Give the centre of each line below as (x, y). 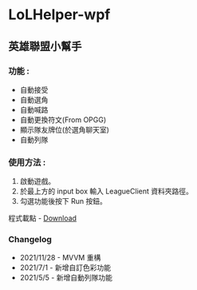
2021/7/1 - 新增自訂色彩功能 (65, 268)
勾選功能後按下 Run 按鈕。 (63, 201)
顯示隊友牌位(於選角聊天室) (65, 129)
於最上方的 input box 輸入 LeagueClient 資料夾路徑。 (106, 191)
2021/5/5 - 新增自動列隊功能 (66, 278)
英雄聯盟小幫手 (45, 46)
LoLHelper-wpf (59, 15)
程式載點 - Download (43, 218)
